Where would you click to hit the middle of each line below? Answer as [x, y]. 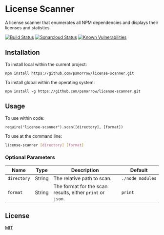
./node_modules [139, 178]
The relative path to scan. [82, 178]
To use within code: [25, 118]
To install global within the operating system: [50, 82]
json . [59, 198]
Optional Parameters [30, 157]
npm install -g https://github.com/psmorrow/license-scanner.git [73, 91]
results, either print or [79, 192]
